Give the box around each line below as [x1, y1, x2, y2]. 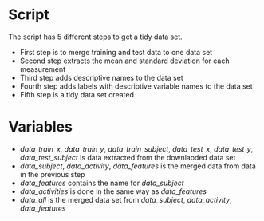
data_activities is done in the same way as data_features [19, 186, 207, 196]
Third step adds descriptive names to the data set [19, 73, 183, 82]
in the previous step [19, 169, 85, 179]
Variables [8, 118, 73, 136]
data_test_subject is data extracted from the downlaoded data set [19, 152, 236, 162]
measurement [19, 64, 66, 73]
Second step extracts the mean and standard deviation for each [19, 56, 230, 65]
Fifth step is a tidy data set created [19, 89, 134, 99]
